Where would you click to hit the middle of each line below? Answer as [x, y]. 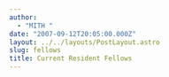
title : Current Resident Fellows [71, 58]
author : [23, 17]
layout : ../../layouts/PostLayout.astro [85, 42]
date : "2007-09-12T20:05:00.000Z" [73, 34]
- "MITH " [35, 26]
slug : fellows [35, 50]
